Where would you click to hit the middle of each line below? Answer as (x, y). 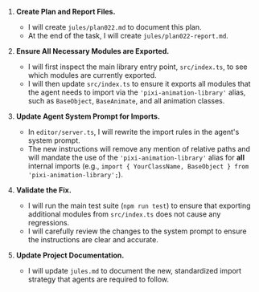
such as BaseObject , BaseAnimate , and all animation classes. (126, 101)
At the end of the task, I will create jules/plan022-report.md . (128, 36)
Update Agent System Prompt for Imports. (88, 116)
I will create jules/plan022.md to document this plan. (115, 27)
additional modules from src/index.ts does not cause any (124, 214)
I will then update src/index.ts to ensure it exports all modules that (139, 84)
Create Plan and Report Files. (66, 12)
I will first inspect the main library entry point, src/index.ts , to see (138, 67)
